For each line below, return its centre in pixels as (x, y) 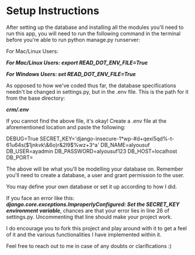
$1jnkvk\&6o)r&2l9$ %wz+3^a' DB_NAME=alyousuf (88, 145)
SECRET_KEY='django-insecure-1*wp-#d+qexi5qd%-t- (107, 138)
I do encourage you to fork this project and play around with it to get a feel (97, 228)
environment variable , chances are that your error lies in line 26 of (88, 210)
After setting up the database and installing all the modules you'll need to (95, 27)
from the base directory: (36, 98)
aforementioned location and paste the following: (66, 127)
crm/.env (18, 109)
